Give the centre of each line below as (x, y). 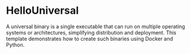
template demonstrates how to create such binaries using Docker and (90, 38)
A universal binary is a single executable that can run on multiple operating (95, 26)
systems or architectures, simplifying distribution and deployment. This (91, 32)
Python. (15, 45)
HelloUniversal (43, 11)
